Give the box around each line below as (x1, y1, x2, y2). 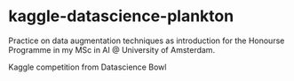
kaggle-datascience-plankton (8, 6, 234, 26)
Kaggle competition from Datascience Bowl (8, 62, 167, 72)
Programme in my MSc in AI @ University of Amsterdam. (8, 44, 215, 55)
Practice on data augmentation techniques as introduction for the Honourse (8, 35, 285, 46)
